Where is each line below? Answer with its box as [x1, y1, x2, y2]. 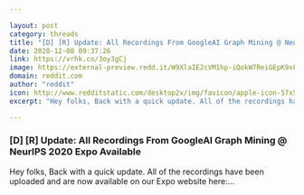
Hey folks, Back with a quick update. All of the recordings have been [9, 166, 264, 177]
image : [9, 63, 34, 72]
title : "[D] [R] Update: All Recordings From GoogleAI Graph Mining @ [9, 38, 281, 47]
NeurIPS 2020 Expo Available [9, 145, 142, 158]
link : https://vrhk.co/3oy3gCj [9, 55, 128, 64]
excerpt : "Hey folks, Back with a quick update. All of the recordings [9, 97, 285, 106]
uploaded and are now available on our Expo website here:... [9, 175, 235, 186]
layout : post [9, 21, 59, 30]
